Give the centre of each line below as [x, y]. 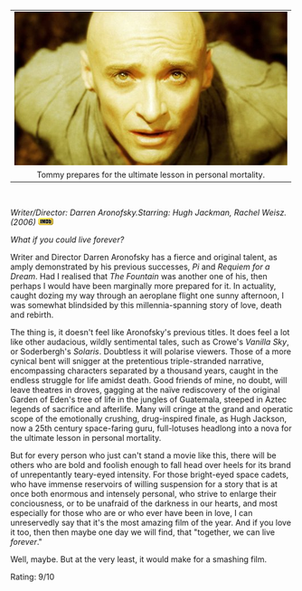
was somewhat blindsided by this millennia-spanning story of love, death [146, 305]
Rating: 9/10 [33, 577]
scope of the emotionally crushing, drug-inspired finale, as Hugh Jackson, [149, 418]
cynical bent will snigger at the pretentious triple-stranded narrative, [137, 361]
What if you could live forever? [67, 239]
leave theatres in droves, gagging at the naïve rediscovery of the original [145, 389]
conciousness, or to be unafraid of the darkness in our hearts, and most [144, 503]
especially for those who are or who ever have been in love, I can [132, 512]
